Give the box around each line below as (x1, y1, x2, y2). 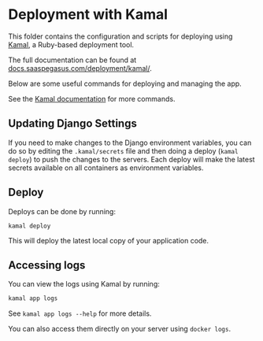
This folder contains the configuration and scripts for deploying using (8, 32, 233, 41)
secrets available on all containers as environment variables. (8, 163, 204, 172)
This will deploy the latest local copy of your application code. (8, 235, 209, 245)
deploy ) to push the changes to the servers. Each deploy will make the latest (8, 154, 255, 164)
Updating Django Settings (8, 117, 138, 131)
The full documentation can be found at (8, 55, 137, 65)
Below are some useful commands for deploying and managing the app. (8, 79, 242, 88)
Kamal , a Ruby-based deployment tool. (8, 39, 135, 49)
